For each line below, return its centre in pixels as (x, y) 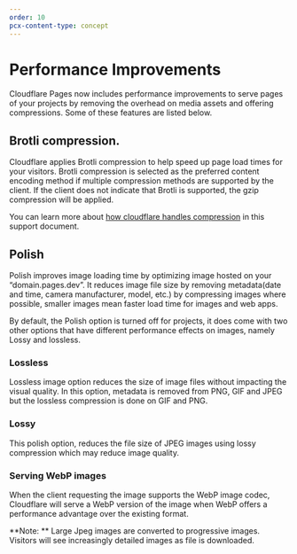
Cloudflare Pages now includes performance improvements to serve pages (146, 94)
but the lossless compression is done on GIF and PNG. (109, 401)
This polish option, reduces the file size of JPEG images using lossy (133, 443)
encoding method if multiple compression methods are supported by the (142, 181)
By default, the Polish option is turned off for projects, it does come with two (148, 321)
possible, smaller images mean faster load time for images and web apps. (144, 304)
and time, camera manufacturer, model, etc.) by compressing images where (148, 294)
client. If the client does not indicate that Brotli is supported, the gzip (134, 191)
